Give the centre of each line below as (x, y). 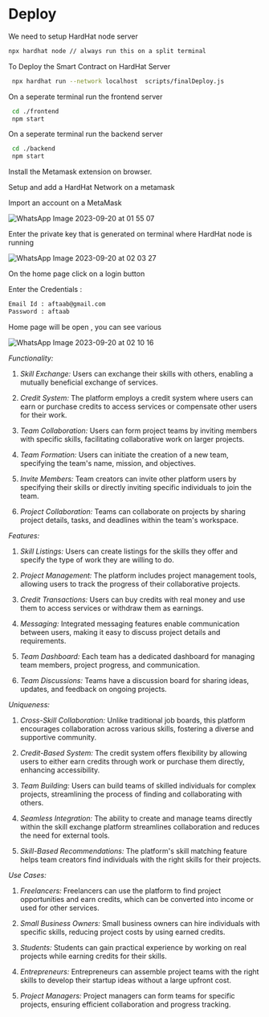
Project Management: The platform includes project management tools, (138, 575)
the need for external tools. (65, 835)
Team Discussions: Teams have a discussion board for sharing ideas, (134, 680)
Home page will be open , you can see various (85, 327)
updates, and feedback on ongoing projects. (93, 689)
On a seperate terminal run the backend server (86, 134)
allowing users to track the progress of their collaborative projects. (130, 583)
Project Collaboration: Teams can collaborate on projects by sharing (133, 511)
